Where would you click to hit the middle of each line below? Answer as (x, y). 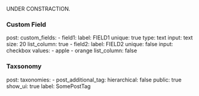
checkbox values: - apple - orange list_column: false (72, 50)
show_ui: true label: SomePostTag (49, 86)
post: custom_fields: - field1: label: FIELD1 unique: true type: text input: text (99, 38)
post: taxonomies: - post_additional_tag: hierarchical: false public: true (94, 80)
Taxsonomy (24, 66)
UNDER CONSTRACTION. (39, 9)
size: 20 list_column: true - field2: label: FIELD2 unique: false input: (90, 44)
